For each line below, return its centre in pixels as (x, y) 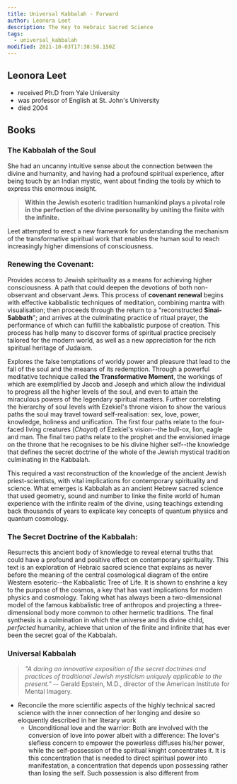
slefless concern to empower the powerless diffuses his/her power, (126, 743)
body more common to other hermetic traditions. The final (129, 613)
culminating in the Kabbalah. (49, 459)
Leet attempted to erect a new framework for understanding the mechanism (118, 231)
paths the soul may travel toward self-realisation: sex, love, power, (104, 414)
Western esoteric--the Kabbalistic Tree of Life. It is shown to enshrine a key (117, 583)
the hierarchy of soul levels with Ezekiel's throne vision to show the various (117, 407)
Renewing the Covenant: (51, 265)
